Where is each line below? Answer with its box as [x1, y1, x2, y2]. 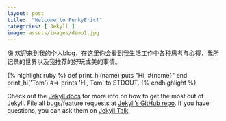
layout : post [7, 10, 45, 17]
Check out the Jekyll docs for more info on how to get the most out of [7, 92, 204, 100]
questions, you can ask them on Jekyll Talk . [7, 107, 131, 115]
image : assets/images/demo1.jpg [7, 29, 99, 36]
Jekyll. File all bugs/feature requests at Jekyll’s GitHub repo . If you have [7, 99, 210, 107]
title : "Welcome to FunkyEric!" [7, 16, 103, 23]
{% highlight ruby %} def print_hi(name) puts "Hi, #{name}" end [7, 71, 188, 80]
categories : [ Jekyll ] [7, 23, 75, 30]
